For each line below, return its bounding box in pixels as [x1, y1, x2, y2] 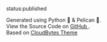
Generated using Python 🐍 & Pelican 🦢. [6, 17, 101, 23]
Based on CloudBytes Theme [6, 29, 78, 36]
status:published [6, 5, 47, 12]
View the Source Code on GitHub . [6, 23, 90, 30]
